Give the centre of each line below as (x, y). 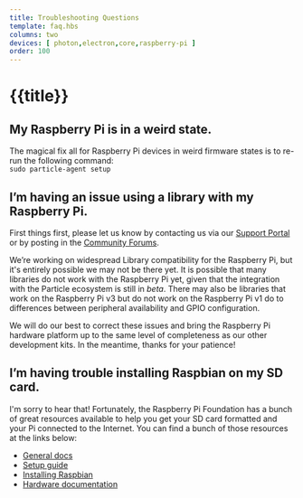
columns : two (34, 34)
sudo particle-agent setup (60, 169)
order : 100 (30, 52)
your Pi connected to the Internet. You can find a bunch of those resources (149, 428)
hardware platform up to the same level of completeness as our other (138, 334)
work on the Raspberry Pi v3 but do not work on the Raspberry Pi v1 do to (147, 298)
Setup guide (45, 465)
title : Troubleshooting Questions (75, 18)
